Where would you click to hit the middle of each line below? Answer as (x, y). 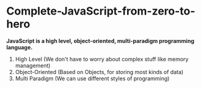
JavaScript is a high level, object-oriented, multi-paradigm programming (100, 41)
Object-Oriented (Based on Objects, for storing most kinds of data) (99, 72)
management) (33, 66)
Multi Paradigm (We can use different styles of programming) (92, 78)
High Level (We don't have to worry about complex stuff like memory (102, 59)
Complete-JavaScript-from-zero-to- (101, 11)
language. (20, 47)
